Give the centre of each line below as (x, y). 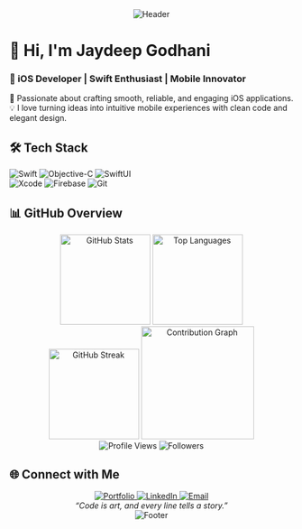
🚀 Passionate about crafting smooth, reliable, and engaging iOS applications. (151, 98)
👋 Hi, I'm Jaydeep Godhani (110, 51)
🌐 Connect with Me (64, 474)
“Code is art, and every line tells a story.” (151, 506)
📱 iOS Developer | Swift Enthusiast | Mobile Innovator (128, 79)
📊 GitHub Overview (66, 213)
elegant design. (38, 118)
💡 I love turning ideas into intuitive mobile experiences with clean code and (149, 108)
